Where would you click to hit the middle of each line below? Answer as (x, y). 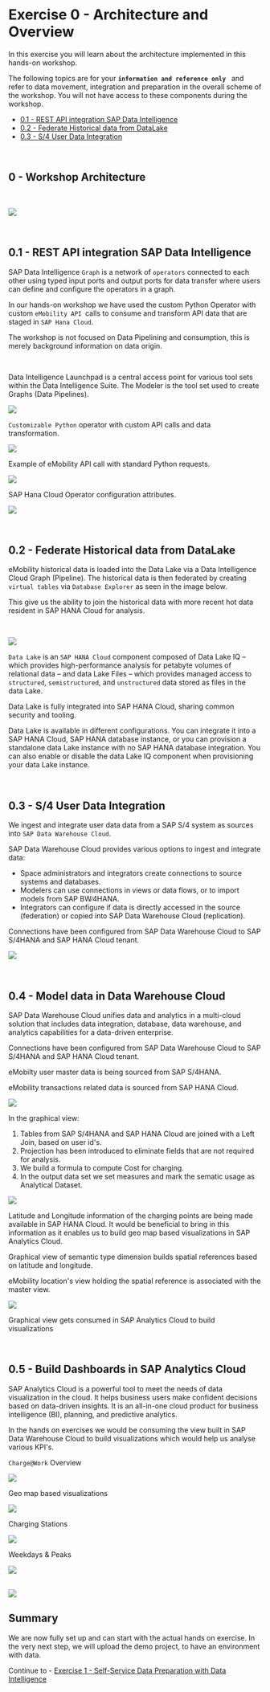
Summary (33, 1618)
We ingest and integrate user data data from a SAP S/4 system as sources (131, 825)
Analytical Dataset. (51, 1185)
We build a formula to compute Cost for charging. (102, 1168)
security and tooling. (42, 715)
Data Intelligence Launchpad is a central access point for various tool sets (131, 377)
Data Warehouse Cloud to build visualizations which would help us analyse (132, 1438)
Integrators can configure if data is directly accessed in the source (130, 907)
